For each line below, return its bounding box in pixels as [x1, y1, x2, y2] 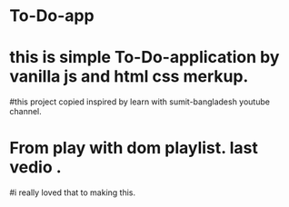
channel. [9, 106, 43, 117]
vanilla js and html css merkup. [9, 66, 249, 87]
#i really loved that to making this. [9, 187, 136, 198]
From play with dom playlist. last [9, 138, 259, 159]
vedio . [9, 157, 62, 178]
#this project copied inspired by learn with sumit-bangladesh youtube [9, 96, 271, 107]
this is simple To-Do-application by [9, 47, 280, 68]
